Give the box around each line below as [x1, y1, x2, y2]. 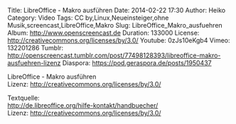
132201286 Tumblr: [7, 44, 64, 52]
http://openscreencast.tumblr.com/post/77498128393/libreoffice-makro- [7, 51, 221, 60]
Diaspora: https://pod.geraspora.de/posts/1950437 [62, 59, 212, 67]
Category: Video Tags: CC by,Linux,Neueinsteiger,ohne [7, 13, 169, 22]
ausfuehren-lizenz [7, 59, 61, 67]
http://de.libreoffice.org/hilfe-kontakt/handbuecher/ [7, 101, 159, 109]
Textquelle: [7, 94, 41, 102]
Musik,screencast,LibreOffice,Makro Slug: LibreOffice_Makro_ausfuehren [7, 21, 222, 29]
